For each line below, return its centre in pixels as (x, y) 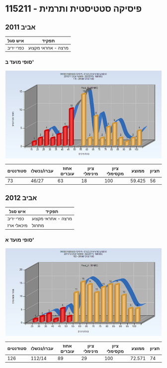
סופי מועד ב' (20, 62)
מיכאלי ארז (17, 226)
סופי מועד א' (20, 240)
